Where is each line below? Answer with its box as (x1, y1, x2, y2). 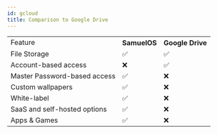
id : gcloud (7, 10, 38, 17)
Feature (10, 37, 36, 47)
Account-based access (10, 60, 87, 69)
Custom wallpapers (10, 82, 73, 92)
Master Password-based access (10, 71, 116, 80)
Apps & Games (10, 115, 58, 124)
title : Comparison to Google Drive (7, 16, 109, 23)
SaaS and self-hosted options (10, 104, 107, 114)
